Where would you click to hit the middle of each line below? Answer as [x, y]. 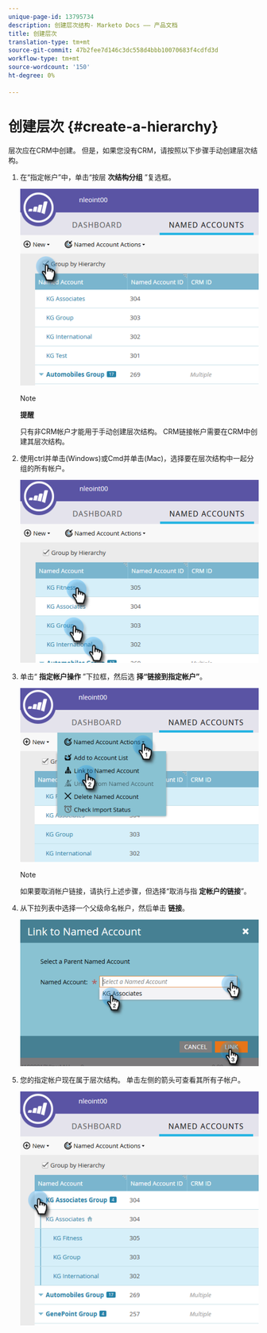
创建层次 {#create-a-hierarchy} [113, 126]
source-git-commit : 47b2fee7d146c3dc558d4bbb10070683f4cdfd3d [113, 50]
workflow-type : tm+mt [44, 59]
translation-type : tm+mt [49, 42]
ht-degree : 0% [32, 76]
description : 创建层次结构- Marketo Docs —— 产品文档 [93, 25]
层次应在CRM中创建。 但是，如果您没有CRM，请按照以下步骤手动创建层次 [130, 150]
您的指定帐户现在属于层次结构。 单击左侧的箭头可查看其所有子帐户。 [132, 1079]
